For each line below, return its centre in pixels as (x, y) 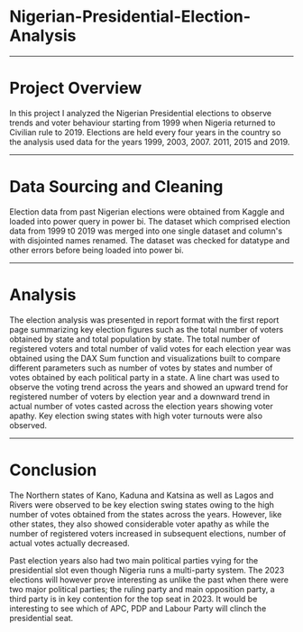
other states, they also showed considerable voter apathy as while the (139, 524)
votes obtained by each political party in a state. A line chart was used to (144, 377)
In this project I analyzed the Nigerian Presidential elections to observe (141, 113)
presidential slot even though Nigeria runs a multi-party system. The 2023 (147, 570)
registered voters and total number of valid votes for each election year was (150, 348)
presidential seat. (41, 618)
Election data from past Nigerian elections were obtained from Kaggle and (147, 211)
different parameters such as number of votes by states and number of (141, 368)
